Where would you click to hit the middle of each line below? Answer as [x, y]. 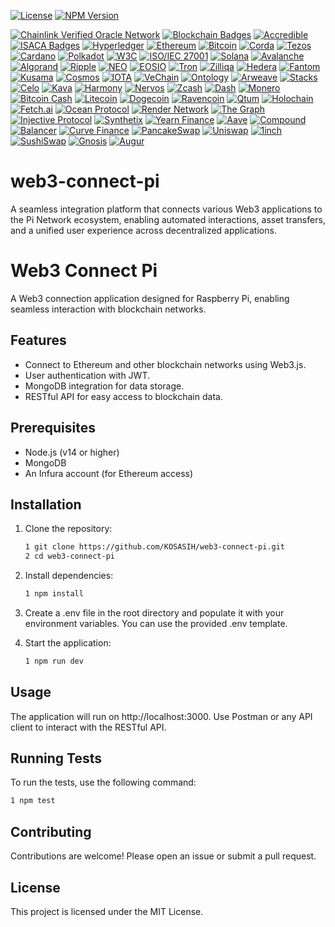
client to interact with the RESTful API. [88, 727]
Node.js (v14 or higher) [72, 452]
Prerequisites [53, 428]
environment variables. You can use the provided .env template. [156, 623]
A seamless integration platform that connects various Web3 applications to [166, 209]
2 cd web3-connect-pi [69, 556]
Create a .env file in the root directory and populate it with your [154, 612]
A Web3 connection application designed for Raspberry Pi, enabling [150, 298]
